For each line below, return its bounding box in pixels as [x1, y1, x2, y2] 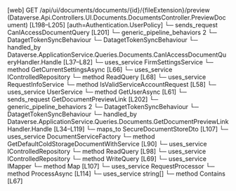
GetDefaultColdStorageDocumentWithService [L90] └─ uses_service [7, 140, 207, 148]
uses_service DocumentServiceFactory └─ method [7, 132, 156, 141]
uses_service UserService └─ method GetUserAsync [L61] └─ [7, 87, 188, 96]
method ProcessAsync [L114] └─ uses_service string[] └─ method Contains [7, 169, 226, 178]
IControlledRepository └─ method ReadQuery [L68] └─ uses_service [7, 73, 206, 81]
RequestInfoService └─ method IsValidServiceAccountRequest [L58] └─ [7, 80, 216, 88]
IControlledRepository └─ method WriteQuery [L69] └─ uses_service [7, 155, 207, 163]
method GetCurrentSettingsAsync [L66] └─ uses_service [7, 66, 173, 73]
